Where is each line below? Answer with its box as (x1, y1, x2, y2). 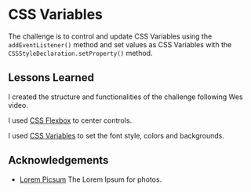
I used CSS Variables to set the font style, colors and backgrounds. (8, 131, 225, 140)
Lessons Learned (8, 71, 94, 84)
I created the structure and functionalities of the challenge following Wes (8, 92, 243, 102)
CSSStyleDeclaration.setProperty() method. (8, 48, 153, 57)
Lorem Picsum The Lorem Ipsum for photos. (19, 175, 162, 184)
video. (8, 100, 29, 109)
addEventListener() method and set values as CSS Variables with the (8, 39, 232, 49)
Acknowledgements (8, 153, 109, 167)
